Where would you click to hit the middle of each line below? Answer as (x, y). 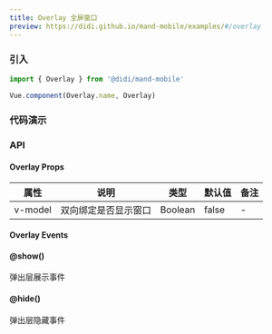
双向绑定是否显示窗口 (106, 210)
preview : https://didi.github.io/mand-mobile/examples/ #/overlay (135, 26)
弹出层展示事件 (37, 277)
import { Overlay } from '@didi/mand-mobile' (97, 79)
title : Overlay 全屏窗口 (53, 18)
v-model (33, 210)
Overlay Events (39, 235)
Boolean (178, 210)
